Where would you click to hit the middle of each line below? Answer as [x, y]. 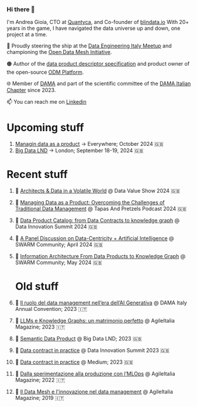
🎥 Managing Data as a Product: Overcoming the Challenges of [90, 203]
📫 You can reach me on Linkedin [46, 102]
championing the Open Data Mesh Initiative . [59, 52]
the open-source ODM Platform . [45, 72]
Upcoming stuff [45, 128]
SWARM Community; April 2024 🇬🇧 [59, 245]
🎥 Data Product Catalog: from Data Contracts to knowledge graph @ [97, 220]
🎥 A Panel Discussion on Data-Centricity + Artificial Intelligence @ [94, 238]
